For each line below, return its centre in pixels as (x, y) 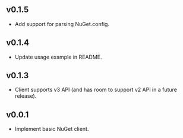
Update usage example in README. (58, 57)
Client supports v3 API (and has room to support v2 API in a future (96, 90)
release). (26, 96)
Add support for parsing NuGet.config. (62, 24)
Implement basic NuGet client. (52, 129)
